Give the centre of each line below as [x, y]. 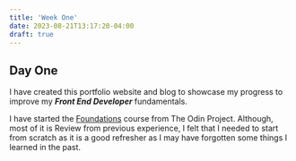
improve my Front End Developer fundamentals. [99, 102]
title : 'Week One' [44, 17]
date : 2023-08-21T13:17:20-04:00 [72, 26]
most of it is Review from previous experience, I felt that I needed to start [144, 128]
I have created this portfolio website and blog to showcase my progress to [146, 92]
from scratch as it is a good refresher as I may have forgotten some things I [148, 138]
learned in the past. [45, 148]
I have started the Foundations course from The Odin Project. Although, [141, 119]
